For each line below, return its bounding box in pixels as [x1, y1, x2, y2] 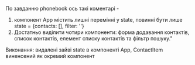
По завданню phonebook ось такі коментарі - [5, 5, 119, 12]
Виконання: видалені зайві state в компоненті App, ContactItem [5, 46, 163, 53]
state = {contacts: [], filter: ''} [13, 23, 84, 29]
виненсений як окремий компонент [5, 53, 95, 59]
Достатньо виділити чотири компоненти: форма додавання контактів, [13, 29, 190, 36]
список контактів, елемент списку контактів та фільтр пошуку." [13, 35, 173, 42]
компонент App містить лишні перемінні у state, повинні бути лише [13, 16, 183, 23]
